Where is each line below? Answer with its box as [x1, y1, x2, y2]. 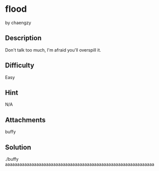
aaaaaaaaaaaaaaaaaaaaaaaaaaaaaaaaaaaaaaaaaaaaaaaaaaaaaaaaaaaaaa [5, 161, 155, 167]
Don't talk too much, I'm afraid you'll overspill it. [5, 47, 101, 53]
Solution [5, 143, 31, 151]
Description [5, 34, 42, 42]
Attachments [5, 115, 46, 124]
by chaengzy [5, 20, 31, 26]
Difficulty [5, 61, 34, 70]
